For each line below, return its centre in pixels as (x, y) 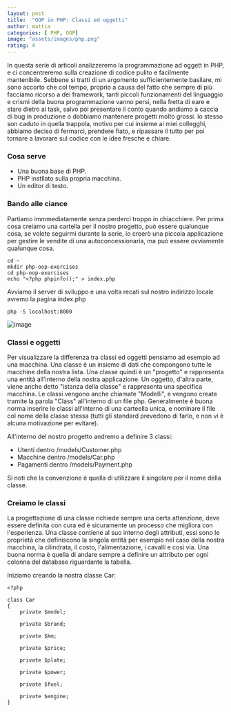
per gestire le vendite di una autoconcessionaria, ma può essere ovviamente (115, 241)
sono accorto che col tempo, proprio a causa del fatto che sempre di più (110, 87)
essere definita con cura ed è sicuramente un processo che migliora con (110, 525)
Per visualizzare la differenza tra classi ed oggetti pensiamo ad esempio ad (114, 357)
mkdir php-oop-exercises (43, 267)
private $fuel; (41, 684)
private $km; (38, 636)
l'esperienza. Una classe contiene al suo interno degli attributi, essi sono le (113, 533)
